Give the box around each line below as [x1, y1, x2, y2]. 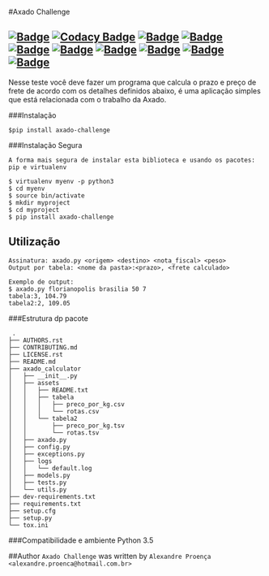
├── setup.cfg [8, 507, 57, 515]
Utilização [8, 235, 61, 249]
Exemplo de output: [8, 278, 75, 286]
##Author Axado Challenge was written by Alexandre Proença [8, 551, 211, 561]
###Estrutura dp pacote [8, 313, 89, 323]
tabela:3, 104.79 [8, 292, 67, 300]
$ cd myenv [8, 184, 45, 193]
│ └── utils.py [8, 485, 67, 494]
